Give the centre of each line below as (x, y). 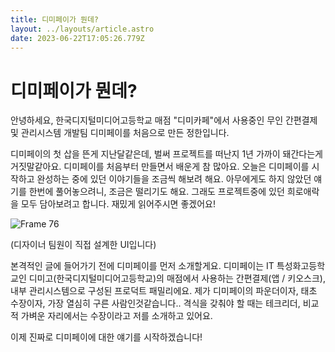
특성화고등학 (301, 266)
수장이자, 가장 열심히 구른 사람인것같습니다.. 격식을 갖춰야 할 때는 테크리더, (155, 303)
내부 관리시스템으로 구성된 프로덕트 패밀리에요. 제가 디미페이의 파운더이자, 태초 (164, 291)
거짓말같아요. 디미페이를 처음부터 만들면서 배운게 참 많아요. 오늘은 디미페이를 (160, 167)
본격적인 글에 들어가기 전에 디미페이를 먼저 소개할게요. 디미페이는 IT (142, 266)
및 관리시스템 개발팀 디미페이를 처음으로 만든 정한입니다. (120, 133)
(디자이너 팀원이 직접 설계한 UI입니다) (83, 245)
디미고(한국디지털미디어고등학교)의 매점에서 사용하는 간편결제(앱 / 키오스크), (177, 278)
